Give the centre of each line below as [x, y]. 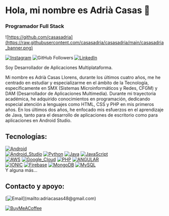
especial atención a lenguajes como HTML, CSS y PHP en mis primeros [80, 104]
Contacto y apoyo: [35, 186]
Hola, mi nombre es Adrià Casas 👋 [78, 10]
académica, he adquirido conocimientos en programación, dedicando [78, 99]
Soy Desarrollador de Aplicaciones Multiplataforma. [59, 67]
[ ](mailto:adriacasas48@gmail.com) [51, 199]
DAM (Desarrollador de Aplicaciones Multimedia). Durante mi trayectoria [80, 94]
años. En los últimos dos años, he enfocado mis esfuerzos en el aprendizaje [85, 110]
